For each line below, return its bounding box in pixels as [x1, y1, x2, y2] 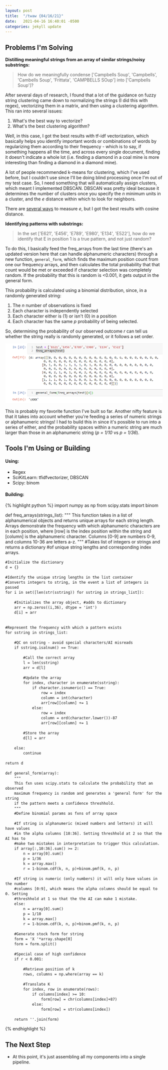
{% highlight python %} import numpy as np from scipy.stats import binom [5, 502, 158, 508]
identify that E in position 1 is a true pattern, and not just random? [17, 236, 151, 242]
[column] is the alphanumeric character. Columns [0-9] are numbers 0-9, [5, 533, 156, 540]
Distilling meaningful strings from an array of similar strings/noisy [5, 57, 145, 63]
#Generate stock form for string [14, 932, 84, 937]
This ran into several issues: [5, 108, 63, 114]
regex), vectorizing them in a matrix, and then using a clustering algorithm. [5, 103, 159, 109]
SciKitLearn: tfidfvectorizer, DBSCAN [12, 475, 88, 481]
